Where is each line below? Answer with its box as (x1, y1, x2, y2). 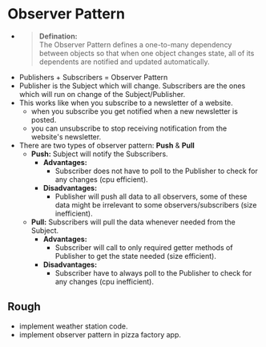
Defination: (38, 31, 78, 41)
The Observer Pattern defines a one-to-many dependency (38, 39, 232, 49)
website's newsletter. (30, 131, 102, 141)
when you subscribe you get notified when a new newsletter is (30, 106, 238, 116)
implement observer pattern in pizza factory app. (18, 329, 182, 339)
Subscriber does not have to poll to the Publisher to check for (54, 166, 258, 176)
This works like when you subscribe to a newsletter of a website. (18, 98, 233, 107)
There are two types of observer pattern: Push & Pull (18, 140, 195, 150)
